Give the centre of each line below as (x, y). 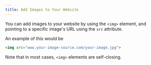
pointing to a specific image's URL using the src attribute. (64, 29)
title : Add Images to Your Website (42, 10)
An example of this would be (34, 38)
